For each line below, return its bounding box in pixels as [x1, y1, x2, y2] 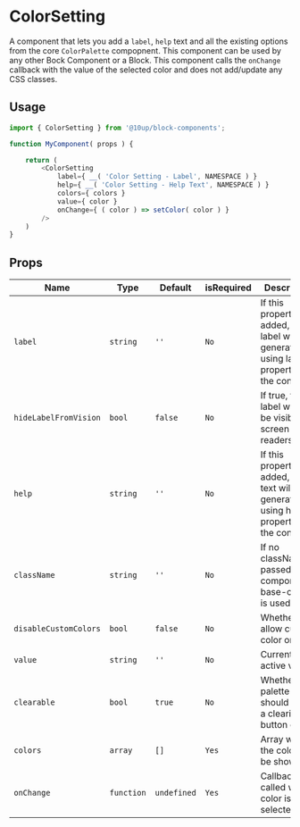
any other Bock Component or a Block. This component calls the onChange [9, 54, 281, 65]
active [260, 659, 287, 672]
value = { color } [56, 196, 118, 206]
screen [260, 422, 290, 435]
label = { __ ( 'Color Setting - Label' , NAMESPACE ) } [56, 172, 257, 181]
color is [260, 792, 292, 805]
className [13, 570, 55, 581]
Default [159, 281, 192, 294]
